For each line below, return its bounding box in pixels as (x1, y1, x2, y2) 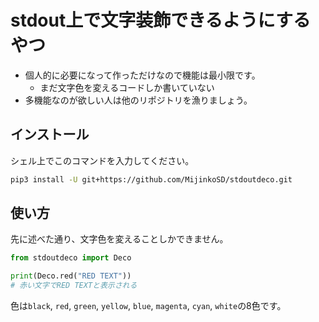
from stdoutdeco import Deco (10, 253, 132, 263)
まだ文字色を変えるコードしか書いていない (39, 81, 215, 93)
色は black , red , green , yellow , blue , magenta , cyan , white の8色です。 (10, 300, 287, 312)
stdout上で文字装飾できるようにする (10, 9, 311, 32)
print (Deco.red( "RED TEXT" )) (10, 271, 132, 281)
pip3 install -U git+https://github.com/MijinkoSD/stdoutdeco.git (10, 174, 293, 185)
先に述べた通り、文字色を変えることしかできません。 (10, 233, 229, 245)
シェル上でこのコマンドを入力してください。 (10, 154, 195, 166)
